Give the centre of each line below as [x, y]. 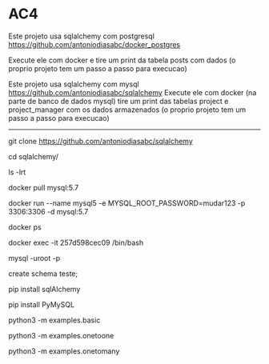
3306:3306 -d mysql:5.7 [48, 211]
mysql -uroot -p [34, 258]
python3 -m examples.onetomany [64, 351]
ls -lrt [17, 172]
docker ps [25, 227]
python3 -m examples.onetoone [61, 335]
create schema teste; [43, 274]
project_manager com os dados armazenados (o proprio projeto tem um [127, 110]
